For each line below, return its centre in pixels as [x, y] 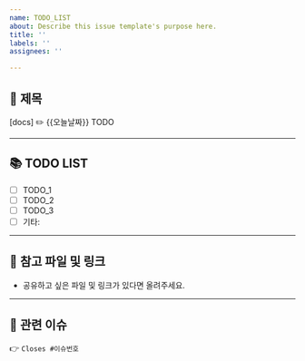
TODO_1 [37, 190]
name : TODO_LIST [40, 18]
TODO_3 [38, 210]
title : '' [28, 34]
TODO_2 [38, 200]
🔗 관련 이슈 [39, 325]
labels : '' [30, 43]
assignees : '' [36, 52]
